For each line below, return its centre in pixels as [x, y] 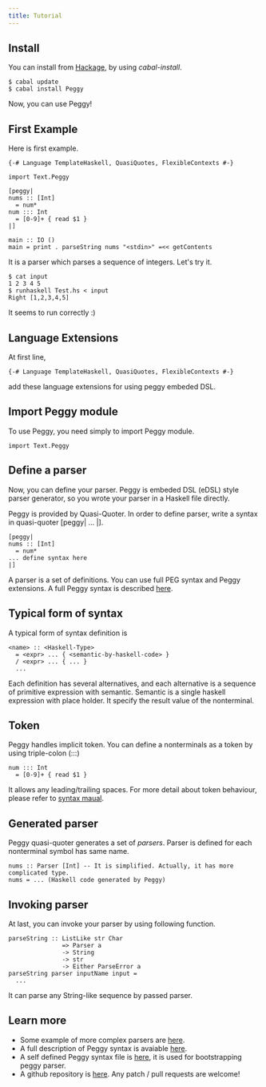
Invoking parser [48, 905]
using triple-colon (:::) [44, 753]
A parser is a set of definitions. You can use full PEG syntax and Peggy [125, 580]
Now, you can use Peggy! [50, 104]
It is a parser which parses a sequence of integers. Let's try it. [110, 262]
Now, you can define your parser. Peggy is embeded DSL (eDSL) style [124, 489]
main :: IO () [32, 240]
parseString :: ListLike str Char [66, 938]
